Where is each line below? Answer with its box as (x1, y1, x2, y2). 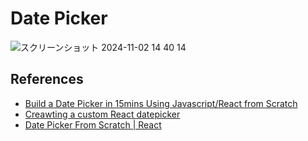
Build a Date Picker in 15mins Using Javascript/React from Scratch (24, 97, 298, 109)
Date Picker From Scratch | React (24, 118, 162, 131)
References (10, 71, 84, 88)
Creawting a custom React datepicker (24, 108, 181, 120)
